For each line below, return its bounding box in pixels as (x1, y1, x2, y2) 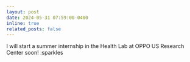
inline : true (6, 20, 40, 26)
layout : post (6, 9, 40, 15)
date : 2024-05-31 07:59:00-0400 (6, 15, 88, 21)
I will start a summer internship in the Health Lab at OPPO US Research (6, 43, 185, 50)
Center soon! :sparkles (6, 49, 63, 57)
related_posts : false (6, 26, 62, 32)
